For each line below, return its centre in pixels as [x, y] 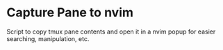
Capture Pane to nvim [70, 13]
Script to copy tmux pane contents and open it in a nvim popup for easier [111, 32]
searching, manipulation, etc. [48, 38]
